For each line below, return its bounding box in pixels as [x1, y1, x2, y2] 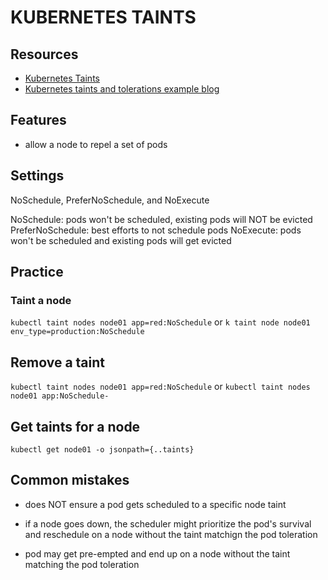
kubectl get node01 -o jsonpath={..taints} [10, 444, 195, 455]
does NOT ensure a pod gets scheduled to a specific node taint [24, 498, 287, 510]
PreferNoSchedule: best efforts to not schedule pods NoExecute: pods [10, 224, 302, 236]
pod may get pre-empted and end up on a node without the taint [24, 547, 291, 560]
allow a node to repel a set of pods [24, 138, 168, 150]
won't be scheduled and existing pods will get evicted [10, 234, 232, 246]
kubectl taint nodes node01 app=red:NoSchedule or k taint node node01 [10, 316, 311, 328]
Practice [10, 264, 64, 281]
